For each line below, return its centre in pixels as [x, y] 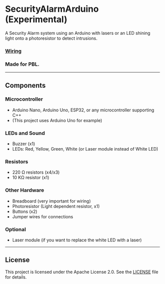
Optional [15, 229]
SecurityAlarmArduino [52, 9]
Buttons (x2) [25, 211]
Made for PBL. [22, 64]
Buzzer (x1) [24, 144]
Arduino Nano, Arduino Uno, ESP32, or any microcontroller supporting [83, 110]
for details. [16, 277]
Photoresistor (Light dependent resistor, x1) [56, 206]
